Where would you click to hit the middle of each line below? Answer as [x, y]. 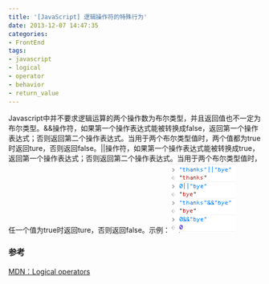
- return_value [34, 93]
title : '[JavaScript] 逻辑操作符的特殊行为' [78, 17]
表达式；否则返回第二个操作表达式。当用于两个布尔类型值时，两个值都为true [134, 138]
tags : [17, 51]
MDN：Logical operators [49, 271]
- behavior [26, 84]
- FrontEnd [26, 43]
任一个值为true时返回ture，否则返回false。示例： [90, 229]
